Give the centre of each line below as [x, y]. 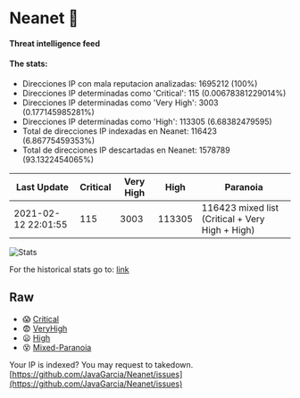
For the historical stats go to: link [69, 269]
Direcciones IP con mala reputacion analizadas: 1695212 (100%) [140, 83]
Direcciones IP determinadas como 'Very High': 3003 [120, 103]
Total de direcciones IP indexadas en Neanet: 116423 [119, 131]
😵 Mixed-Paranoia [57, 347]
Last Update [43, 187]
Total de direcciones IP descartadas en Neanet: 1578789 [126, 150]
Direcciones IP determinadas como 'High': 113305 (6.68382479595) [147, 121]
